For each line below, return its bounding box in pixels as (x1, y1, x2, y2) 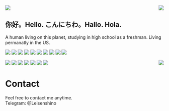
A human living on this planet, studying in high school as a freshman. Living (5, 34, 161, 40)
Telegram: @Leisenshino (5, 100, 57, 106)
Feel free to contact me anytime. (5, 94, 73, 100)
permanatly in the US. (5, 39, 50, 45)
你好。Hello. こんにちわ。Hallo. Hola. (5, 20, 122, 29)
